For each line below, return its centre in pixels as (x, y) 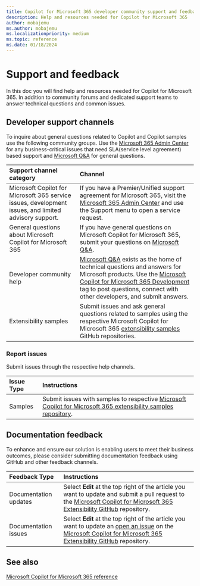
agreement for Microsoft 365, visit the (133, 195)
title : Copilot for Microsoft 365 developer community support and (92, 12)
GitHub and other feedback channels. (52, 462)
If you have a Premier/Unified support (132, 188)
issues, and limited (35, 210)
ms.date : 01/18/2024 (32, 45)
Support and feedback (63, 74)
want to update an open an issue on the (118, 526)
